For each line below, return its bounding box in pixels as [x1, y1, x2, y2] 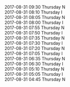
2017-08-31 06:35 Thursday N [4, 56, 65, 61]
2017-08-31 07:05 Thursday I [4, 51, 63, 56]
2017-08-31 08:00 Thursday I [4, 19, 64, 25]
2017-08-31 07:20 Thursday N [4, 46, 65, 51]
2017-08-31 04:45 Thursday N [4, 76, 66, 82]
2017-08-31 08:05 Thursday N [4, 15, 65, 20]
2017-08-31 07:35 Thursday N [4, 35, 65, 41]
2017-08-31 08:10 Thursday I [4, 9, 63, 15]
